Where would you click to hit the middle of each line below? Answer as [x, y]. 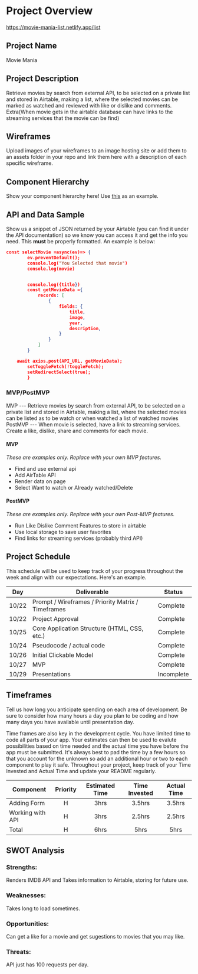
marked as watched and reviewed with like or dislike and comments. [89, 105]
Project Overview [49, 11]
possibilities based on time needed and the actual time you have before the [97, 746]
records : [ [51, 296]
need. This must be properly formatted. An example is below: [81, 241]
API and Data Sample [45, 215]
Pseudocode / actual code [69, 645]
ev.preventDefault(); [54, 258]
